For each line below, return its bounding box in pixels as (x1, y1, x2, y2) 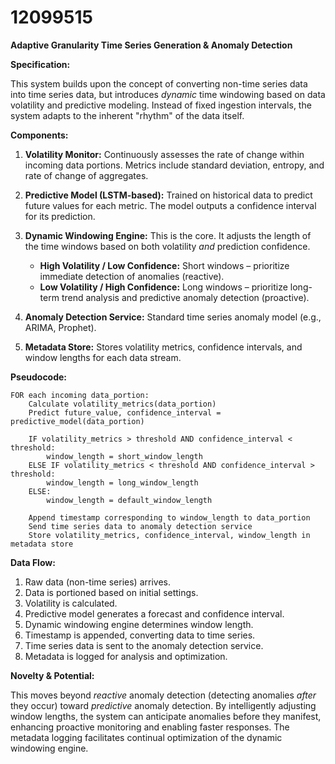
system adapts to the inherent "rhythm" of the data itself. (10, 109, 245, 121)
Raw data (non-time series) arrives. (24, 576, 171, 588)
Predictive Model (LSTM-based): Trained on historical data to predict (24, 189, 313, 201)
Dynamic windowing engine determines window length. (24, 618, 254, 630)
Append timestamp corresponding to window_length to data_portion (28, 512, 311, 523)
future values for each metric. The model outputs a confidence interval (24, 199, 317, 211)
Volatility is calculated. (24, 597, 118, 609)
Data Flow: (10, 556, 56, 568)
